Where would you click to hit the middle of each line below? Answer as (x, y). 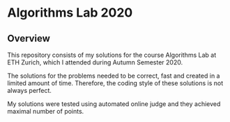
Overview (29, 38)
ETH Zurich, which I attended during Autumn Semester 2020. (95, 62)
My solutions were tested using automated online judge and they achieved (114, 104)
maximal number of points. (46, 111)
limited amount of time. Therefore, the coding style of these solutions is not (115, 83)
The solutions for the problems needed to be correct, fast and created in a (114, 76)
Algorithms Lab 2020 (70, 13)
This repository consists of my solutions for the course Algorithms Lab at (112, 55)
